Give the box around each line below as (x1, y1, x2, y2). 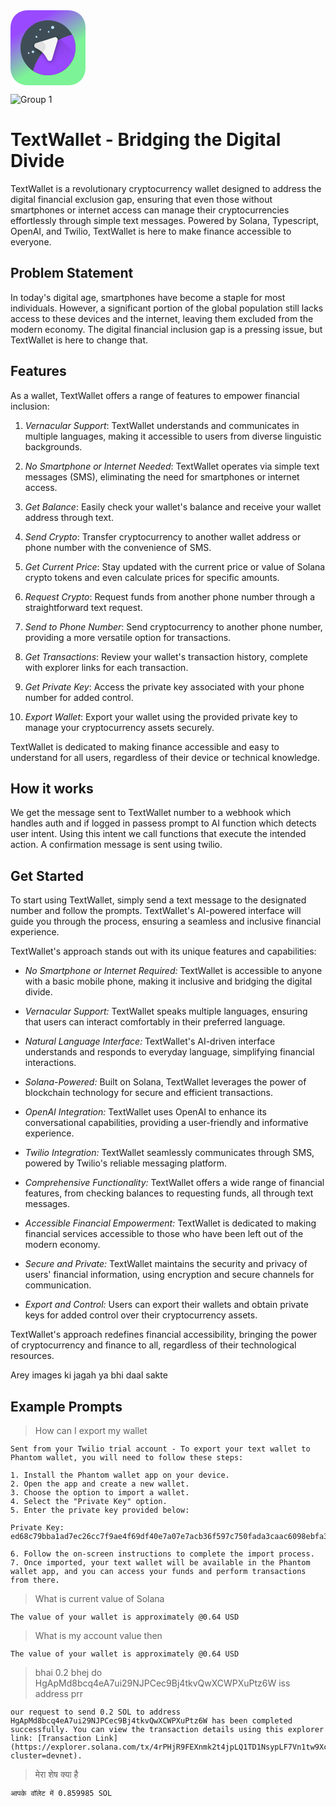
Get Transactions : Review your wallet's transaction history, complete (24, 650, 308, 663)
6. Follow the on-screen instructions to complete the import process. (10, 1549, 315, 1559)
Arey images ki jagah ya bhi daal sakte (10, 1369, 168, 1381)
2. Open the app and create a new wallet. (10, 1479, 190, 1489)
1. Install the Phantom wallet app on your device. (10, 1470, 230, 1480)
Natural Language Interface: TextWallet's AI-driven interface (24, 1035, 276, 1048)
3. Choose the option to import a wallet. (10, 1488, 190, 1498)
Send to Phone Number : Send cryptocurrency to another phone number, (24, 620, 323, 633)
